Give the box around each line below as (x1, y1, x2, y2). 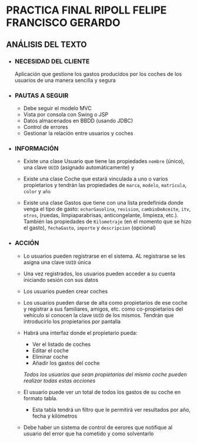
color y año (23, 188, 51, 195)
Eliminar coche (32, 353, 69, 360)
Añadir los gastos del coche (32, 359, 100, 367)
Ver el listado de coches (32, 341, 91, 348)
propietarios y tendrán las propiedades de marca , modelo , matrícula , (23, 182, 187, 189)
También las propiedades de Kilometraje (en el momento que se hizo (23, 218, 192, 225)
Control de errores (23, 124, 69, 131)
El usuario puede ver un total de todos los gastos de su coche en (23, 388, 181, 395)
